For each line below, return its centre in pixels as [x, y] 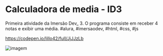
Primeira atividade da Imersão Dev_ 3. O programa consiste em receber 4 [82, 23]
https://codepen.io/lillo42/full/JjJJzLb [45, 38]
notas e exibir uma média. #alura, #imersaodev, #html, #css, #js [72, 28]
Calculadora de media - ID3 [64, 9]
